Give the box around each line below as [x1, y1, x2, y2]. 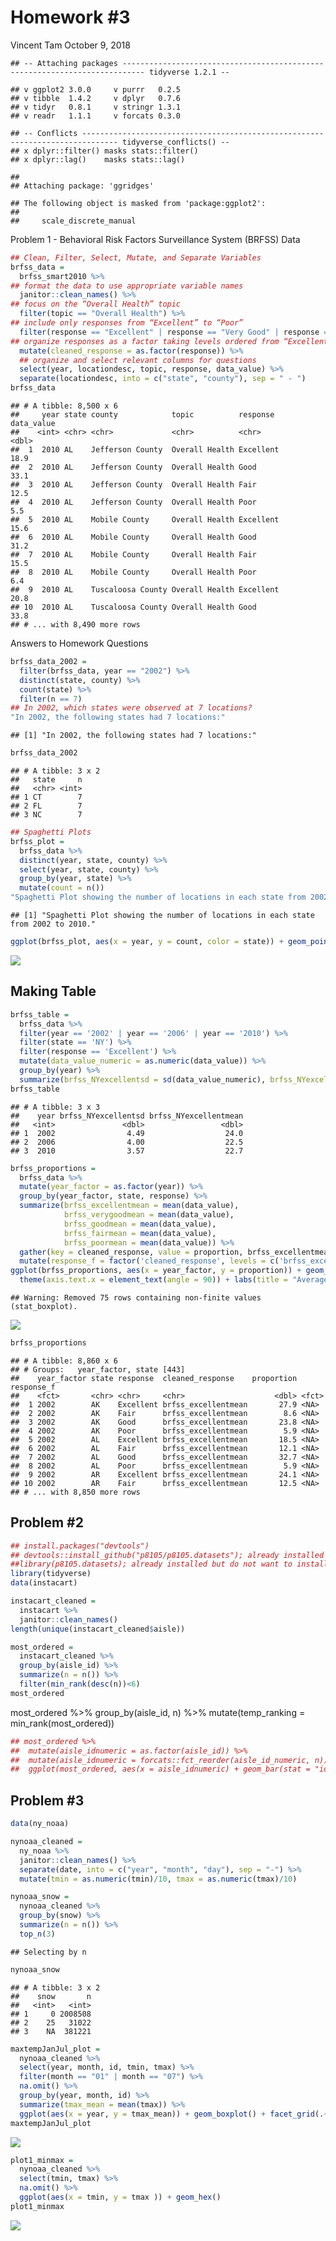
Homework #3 [10, 6, 131, 29]
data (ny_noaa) [10, 1819, 70, 1829]
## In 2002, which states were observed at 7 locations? [10, 703, 253, 713]
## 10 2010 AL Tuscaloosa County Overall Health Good [10, 602, 257, 613]
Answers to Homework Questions [10, 637, 149, 650]
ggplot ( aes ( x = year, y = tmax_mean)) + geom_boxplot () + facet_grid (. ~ [19, 2109, 329, 2119]
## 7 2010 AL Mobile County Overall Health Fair [10, 550, 257, 560]
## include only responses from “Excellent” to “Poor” [10, 318, 244, 328]
